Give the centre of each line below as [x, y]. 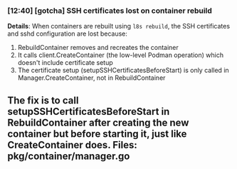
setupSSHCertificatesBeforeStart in [89, 112]
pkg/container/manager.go [69, 156]
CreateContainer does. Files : [72, 145]
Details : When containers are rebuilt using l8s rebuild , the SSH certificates [118, 26]
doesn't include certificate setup [65, 63]
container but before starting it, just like [97, 134]
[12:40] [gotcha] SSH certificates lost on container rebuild [110, 11]
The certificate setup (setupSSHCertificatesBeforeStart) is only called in [123, 71]
